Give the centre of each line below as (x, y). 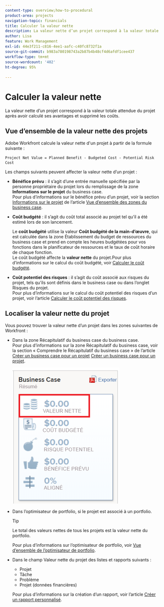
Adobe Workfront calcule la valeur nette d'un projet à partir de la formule (78, 143)
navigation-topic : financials (36, 21)
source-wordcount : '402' (30, 62)
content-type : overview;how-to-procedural (49, 10)
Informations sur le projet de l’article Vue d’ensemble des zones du (80, 202)
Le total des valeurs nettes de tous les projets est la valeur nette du (80, 530)
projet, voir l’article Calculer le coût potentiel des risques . (70, 298)
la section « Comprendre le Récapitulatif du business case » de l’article (84, 350)
